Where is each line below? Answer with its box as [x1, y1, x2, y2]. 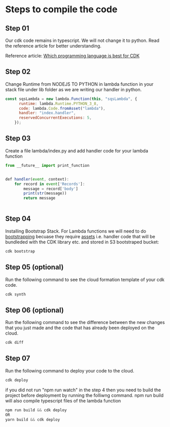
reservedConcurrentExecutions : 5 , [18, 115, 92, 120]
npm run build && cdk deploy [5, 407, 67, 413]
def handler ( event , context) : [5, 177, 70, 182]
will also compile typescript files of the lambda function [5, 397, 121, 404]
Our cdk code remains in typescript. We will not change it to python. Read [5, 37, 160, 43]
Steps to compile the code [5, 4, 118, 15]
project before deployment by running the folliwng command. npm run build [5, 392, 164, 398]
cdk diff [5, 340, 24, 345]
